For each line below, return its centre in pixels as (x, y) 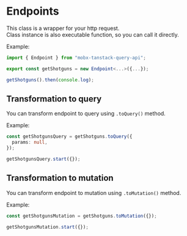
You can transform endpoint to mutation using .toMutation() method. (94, 193)
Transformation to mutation (60, 178)
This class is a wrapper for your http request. (63, 28)
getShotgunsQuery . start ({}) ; (43, 159)
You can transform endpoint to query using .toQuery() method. (86, 114)
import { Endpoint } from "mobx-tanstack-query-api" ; (76, 57)
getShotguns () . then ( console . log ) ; (50, 80)
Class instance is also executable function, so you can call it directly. (93, 34)
